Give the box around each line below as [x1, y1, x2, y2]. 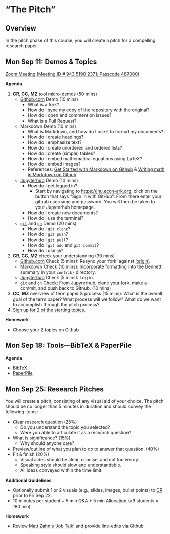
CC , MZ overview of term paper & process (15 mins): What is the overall [12, 290, 163, 296]
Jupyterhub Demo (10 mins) [20, 177, 78, 183]
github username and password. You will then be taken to [35, 198, 155, 204]
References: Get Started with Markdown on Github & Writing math [27, 166, 165, 172]
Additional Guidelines [5, 477, 52, 484]
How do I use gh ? [27, 247, 64, 253]
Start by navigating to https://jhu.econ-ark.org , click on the [35, 188, 158, 194]
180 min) [12, 503, 31, 510]
